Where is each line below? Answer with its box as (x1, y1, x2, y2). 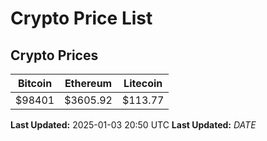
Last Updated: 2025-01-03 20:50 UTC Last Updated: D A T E (10, 119, 257, 131)
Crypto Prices (10, 47, 99, 64)
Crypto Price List (10, 7, 153, 30)
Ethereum (64, 77, 113, 90)
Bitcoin (17, 77, 53, 90)
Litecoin (123, 77, 163, 90)
